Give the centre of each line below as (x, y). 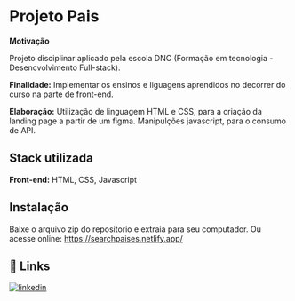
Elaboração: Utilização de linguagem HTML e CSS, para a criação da (136, 111)
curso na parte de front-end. (61, 94)
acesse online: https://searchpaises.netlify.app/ (96, 238)
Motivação (30, 41)
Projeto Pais (54, 16)
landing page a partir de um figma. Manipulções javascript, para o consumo (148, 121)
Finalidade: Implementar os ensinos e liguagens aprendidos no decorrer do (147, 84)
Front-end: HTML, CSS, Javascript (73, 179)
